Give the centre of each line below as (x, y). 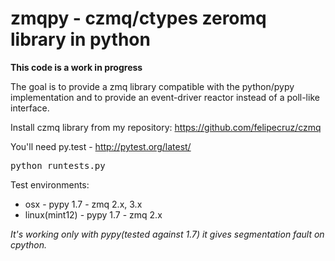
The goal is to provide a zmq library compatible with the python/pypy (152, 86)
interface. (30, 108)
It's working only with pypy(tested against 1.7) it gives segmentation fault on (167, 234)
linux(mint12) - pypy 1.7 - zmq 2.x (93, 214)
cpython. (28, 244)
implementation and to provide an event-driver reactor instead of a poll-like (165, 97)
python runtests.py (58, 165)
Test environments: (50, 184)
